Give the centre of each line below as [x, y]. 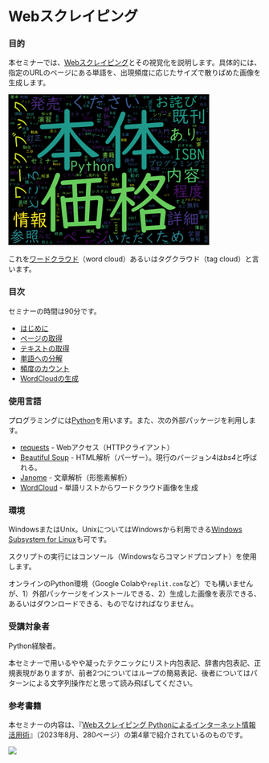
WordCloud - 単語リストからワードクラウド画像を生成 [109, 488]
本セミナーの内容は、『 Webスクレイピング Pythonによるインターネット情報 [132, 724]
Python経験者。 [34, 646]
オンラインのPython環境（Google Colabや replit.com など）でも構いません [131, 584]
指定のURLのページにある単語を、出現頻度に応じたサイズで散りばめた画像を [134, 72]
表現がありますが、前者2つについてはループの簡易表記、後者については [133, 673]
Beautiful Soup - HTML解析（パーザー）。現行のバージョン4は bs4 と [131, 457]
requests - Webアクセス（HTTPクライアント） [97, 448]
